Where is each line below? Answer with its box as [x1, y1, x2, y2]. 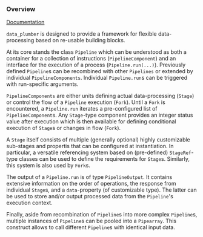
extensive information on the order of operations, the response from [6, 180, 176, 187]
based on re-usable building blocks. [35, 37, 125, 44]
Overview [6, 5, 36, 13]
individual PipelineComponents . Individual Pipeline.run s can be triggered [6, 74, 188, 82]
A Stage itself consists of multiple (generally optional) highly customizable [6, 136, 191, 143]
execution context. [6, 199, 53, 207]
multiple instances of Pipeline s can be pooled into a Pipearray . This [6, 217, 177, 225]
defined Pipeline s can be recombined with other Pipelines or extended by [6, 68, 193, 75]
